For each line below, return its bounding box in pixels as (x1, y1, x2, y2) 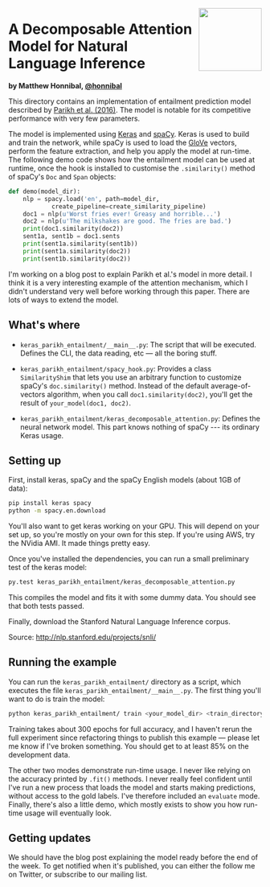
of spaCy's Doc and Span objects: (8, 171, 117, 181)
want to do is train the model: (8, 694, 105, 704)
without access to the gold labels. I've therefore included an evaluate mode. (8, 790, 260, 800)
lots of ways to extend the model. (8, 294, 119, 305)
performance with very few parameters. (8, 113, 141, 123)
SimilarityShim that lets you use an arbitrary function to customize (19, 372, 242, 382)
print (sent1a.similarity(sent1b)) (22, 240, 138, 248)
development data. (8, 749, 71, 759)
